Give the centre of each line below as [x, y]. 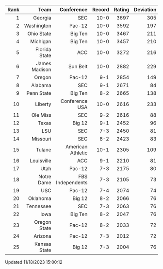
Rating [122, 9]
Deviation [145, 9]
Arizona [43, 236]
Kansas [43, 244]
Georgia [42, 18]
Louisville [41, 161]
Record [100, 9]
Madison [41, 69]
